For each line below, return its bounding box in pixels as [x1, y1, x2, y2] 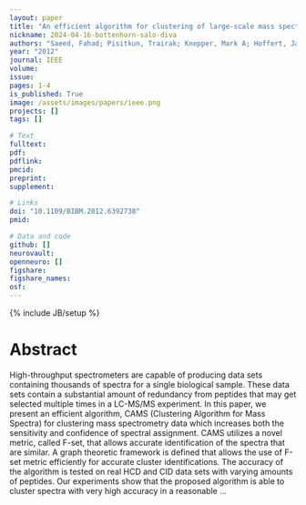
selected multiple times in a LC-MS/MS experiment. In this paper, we [9, 398, 267, 409]
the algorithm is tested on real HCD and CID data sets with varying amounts [9, 466, 293, 477]
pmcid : [9, 165, 35, 174]
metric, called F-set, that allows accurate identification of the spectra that [9, 437, 285, 448]
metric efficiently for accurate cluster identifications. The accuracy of [23, 456, 284, 467]
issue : [9, 73, 35, 82]
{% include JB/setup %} [9, 308, 100, 318]
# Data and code [9, 232, 71, 241]
